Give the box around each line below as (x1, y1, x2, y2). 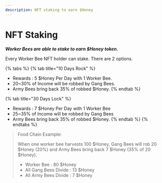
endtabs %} (12, 121, 38, 128)
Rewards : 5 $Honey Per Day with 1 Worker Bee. (12, 75, 112, 81)
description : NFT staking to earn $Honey (5, 7, 94, 13)
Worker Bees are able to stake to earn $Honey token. (5, 46, 118, 52)
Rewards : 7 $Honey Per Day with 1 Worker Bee (12, 105, 111, 111)
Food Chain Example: (17, 131, 62, 137)
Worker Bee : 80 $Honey (25, 161, 76, 167)
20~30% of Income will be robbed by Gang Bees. (12, 80, 116, 86)
